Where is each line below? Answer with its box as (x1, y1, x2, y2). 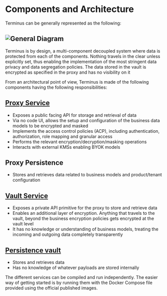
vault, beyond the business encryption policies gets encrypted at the (12, 215, 154, 221)
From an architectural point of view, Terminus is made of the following (5, 79, 149, 85)
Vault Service (5, 191, 48, 200)
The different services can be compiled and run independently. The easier (5, 274, 158, 280)
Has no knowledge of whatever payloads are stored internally (12, 264, 139, 270)
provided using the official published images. (5, 285, 98, 291)
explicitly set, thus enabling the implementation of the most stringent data (5, 59, 157, 65)
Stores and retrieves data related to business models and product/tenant (12, 172, 162, 178)
